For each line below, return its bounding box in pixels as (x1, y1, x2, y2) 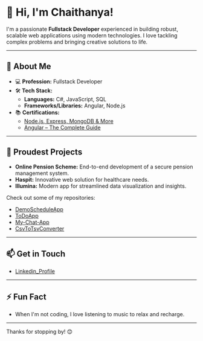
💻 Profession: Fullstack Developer (14, 78, 103, 85)
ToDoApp (14, 212, 39, 219)
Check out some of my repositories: (6, 194, 95, 201)
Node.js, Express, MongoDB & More (24, 117, 114, 124)
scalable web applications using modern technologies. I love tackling (6, 31, 178, 39)
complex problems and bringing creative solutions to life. (6, 38, 148, 45)
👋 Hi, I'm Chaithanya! (6, 5, 114, 19)
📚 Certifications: (14, 109, 60, 116)
